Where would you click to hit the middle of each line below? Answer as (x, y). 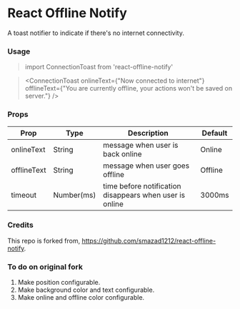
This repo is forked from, (44, 240)
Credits (20, 225)
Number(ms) (75, 195)
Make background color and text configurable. (86, 290)
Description (148, 133)
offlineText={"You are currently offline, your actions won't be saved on (129, 88)
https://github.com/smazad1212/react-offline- (149, 240)
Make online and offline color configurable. (81, 298)
